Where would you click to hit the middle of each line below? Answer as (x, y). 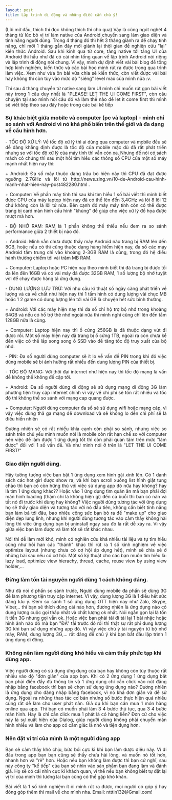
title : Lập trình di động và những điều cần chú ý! (61, 15)
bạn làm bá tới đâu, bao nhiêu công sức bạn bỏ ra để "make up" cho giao (86, 513)
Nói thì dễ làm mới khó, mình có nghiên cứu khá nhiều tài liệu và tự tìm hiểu (86, 539)
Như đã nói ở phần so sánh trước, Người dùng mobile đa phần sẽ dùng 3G (86, 591)
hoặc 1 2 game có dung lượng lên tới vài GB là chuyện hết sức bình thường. (84, 299)
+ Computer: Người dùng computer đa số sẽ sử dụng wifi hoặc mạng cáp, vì (86, 408)
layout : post (19, 10)
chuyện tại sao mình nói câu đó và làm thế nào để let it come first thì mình (86, 99)
